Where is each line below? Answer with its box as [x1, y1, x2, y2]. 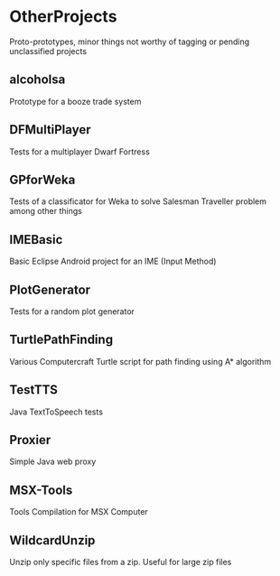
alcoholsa [9, 72, 66, 88]
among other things [9, 206, 83, 217]
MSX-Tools [9, 482, 73, 497]
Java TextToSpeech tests [9, 406, 104, 417]
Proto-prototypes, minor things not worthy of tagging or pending [9, 36, 250, 47]
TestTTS [9, 382, 59, 398]
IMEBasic [9, 232, 63, 247]
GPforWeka [9, 172, 76, 187]
